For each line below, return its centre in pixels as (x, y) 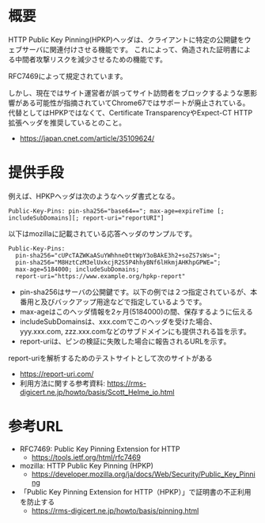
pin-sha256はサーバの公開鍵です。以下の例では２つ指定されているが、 (135, 292)
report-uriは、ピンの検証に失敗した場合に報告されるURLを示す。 (125, 341)
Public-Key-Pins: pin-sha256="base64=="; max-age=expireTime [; (116, 211)
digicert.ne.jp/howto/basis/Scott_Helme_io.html (97, 392)
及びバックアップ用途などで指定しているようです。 (123, 302)
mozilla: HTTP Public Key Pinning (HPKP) (87, 465)
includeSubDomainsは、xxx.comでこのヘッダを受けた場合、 (118, 322)
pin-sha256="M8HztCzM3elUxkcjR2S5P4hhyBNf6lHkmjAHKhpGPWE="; (118, 262)
